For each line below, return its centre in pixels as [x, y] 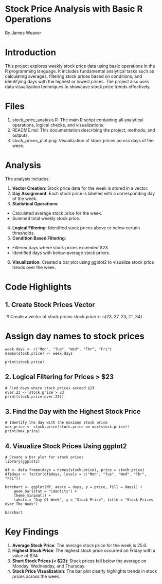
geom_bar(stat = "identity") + [45, 492]
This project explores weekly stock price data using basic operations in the [80, 66]
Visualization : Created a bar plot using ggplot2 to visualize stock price [83, 262]
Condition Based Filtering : [39, 238]
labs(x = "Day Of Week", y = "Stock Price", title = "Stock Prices [83, 500]
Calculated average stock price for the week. [57, 213]
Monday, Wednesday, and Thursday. [49, 566]
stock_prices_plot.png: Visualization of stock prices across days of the [83, 140]
